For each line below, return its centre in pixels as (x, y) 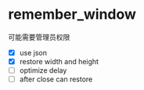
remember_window (72, 14)
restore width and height (59, 61)
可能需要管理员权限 (39, 37)
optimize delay (43, 70)
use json (33, 52)
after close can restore (56, 79)
